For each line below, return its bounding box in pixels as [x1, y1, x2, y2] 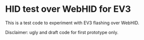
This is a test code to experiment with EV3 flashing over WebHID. [5, 20, 139, 26]
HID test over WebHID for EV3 [5, 3, 131, 15]
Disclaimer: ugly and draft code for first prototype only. [5, 29, 118, 35]
